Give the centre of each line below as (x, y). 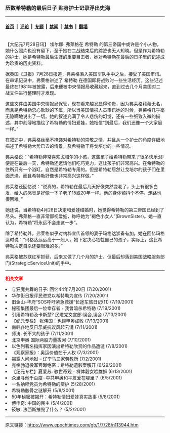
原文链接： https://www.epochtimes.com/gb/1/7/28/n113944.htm (72, 425)
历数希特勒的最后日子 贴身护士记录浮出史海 (58, 8)
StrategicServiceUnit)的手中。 (43, 263)
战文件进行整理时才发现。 (32, 93)
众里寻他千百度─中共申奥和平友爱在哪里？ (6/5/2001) (67, 377)
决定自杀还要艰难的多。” (38, 246)
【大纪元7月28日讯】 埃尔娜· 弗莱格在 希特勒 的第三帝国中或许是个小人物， (83, 44)
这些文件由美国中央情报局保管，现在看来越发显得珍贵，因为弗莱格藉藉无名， (85, 103)
